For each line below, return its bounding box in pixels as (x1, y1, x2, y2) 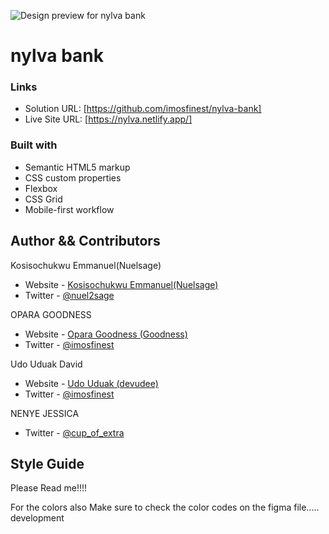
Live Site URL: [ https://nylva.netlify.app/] (24, 113, 193, 125)
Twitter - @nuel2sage (24, 289, 115, 301)
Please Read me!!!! (10, 482, 87, 494)
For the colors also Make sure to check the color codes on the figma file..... (10, 501, 320, 514)
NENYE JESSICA (10, 407, 80, 419)
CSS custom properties (24, 171, 122, 184)
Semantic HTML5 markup (24, 161, 131, 173)
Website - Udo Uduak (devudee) (24, 377, 159, 389)
